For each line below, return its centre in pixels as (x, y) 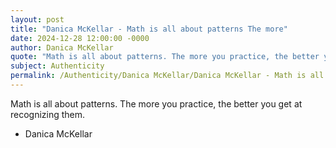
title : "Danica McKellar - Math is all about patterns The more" (149, 29)
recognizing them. (48, 114)
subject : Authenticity (57, 66)
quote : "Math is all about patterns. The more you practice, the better (165, 57)
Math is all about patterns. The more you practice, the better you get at (156, 103)
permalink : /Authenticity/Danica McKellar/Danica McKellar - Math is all (167, 76)
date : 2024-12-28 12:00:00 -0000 (80, 38)
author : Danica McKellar (62, 47)
